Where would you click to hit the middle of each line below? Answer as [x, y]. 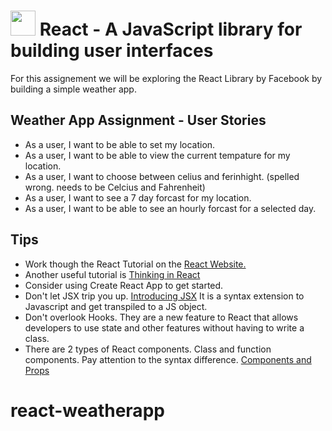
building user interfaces [112, 51]
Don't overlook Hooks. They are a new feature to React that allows [161, 317]
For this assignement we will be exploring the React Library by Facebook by [166, 78]
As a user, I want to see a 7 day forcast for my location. [138, 197]
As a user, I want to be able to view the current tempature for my [157, 155]
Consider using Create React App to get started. [124, 285]
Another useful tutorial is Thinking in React [112, 274]
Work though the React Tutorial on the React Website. [135, 264]
